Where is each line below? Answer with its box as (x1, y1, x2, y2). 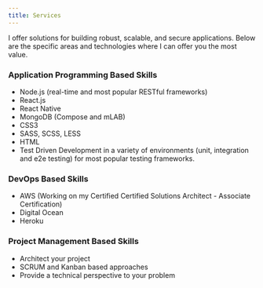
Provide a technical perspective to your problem (19, 270, 175, 279)
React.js (19, 95, 46, 104)
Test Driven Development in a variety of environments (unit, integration (19, 145, 250, 155)
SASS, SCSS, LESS (19, 129, 81, 138)
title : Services (8, 11, 61, 20)
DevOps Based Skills (8, 173, 89, 184)
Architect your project (19, 253, 90, 263)
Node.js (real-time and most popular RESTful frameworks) (19, 87, 208, 97)
